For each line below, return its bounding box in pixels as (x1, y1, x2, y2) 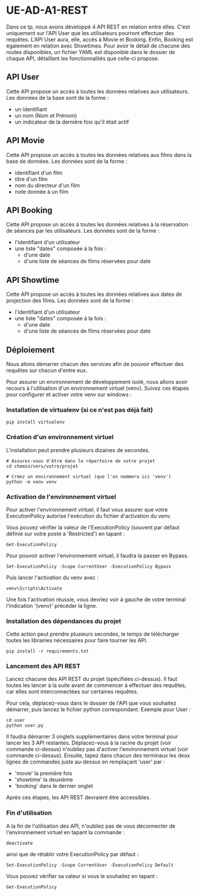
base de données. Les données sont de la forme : (6, 157, 128, 165)
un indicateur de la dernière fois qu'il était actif (14, 118, 129, 125)
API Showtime (6, 275, 59, 285)
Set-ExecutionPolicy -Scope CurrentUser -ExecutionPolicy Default (6, 862, 174, 868)
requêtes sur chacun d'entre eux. (6, 367, 88, 374)
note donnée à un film (14, 188, 69, 195)
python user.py (6, 723, 44, 728)
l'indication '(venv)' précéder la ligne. (6, 602, 97, 609)
